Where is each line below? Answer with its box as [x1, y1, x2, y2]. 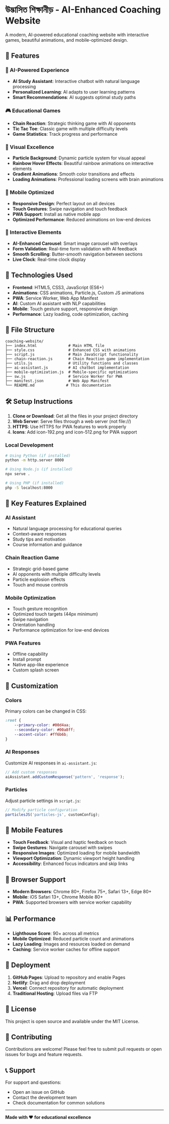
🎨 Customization [5, 681, 58, 690]
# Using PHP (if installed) [5, 481, 64, 486]
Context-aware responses [12, 531, 67, 537]
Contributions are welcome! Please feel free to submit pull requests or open [5, 1046, 162, 1052]
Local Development [5, 442, 54, 449]
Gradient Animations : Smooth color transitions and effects [12, 171, 135, 177]
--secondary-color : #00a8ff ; [14, 727, 75, 732]
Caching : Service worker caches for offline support [12, 946, 120, 952]
